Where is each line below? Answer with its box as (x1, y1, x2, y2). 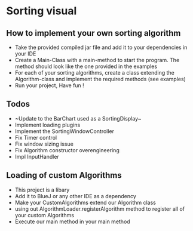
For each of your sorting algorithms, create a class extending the (14, 69, 174, 76)
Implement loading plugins (14, 121, 81, 128)
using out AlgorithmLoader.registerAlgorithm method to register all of (14, 205, 185, 212)
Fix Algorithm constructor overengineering (14, 146, 120, 153)
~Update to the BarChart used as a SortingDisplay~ (14, 115, 142, 122)
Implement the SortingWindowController (14, 127, 115, 135)
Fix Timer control (14, 134, 57, 141)
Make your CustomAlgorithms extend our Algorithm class (14, 199, 157, 206)
